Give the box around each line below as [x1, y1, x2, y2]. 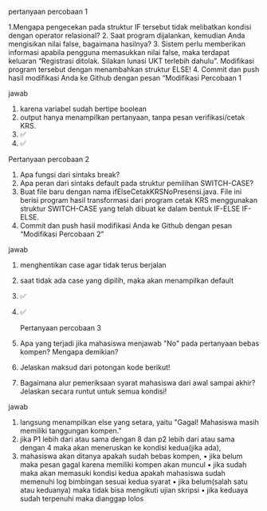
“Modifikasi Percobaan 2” [19, 229, 104, 239]
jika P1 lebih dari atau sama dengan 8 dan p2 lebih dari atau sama [19, 434, 235, 444]
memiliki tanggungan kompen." [19, 426, 122, 435]
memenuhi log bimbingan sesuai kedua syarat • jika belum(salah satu [19, 477, 249, 486]
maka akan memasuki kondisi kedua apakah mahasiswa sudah [19, 469, 226, 477]
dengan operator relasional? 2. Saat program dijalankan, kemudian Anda [8, 31, 245, 40]
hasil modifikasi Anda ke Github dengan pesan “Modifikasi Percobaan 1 [8, 73, 241, 82]
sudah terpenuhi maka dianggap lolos [19, 494, 144, 503]
